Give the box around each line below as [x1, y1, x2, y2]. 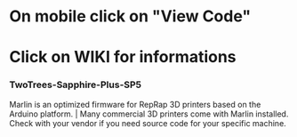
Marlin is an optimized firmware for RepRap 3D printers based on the [9, 99, 261, 109]
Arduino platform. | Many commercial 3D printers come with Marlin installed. [9, 109, 289, 119]
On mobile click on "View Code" [9, 6, 252, 27]
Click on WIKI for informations [9, 47, 237, 68]
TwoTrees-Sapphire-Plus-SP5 [9, 78, 142, 91]
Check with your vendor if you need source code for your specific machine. [9, 117, 286, 128]
